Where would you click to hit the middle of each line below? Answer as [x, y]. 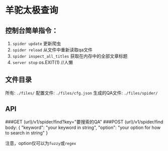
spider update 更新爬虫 [37, 44]
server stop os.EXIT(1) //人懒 [43, 62]
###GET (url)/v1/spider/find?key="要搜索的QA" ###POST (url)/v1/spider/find [84, 122]
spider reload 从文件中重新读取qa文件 [53, 50]
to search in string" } [27, 133]
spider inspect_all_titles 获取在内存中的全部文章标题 [70, 56]
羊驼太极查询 [32, 10]
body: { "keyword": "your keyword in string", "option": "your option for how [83, 127]
